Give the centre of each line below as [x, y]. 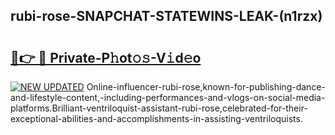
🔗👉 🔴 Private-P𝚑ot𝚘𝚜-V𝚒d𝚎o [106, 57]
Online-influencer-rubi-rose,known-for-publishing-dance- [206, 87]
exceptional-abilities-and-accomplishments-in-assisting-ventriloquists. [156, 118]
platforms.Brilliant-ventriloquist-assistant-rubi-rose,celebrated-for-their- [159, 108]
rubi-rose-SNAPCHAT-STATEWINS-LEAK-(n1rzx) [166, 16]
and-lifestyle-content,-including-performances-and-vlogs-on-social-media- [168, 97]
